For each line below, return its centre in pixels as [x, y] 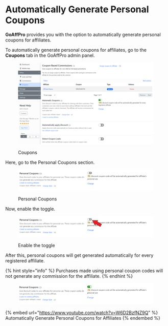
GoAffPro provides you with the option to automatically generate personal [83, 34]
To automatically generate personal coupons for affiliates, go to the [76, 50]
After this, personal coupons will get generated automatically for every [79, 255]
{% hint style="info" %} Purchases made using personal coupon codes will [84, 271]
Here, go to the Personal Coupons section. [50, 162]
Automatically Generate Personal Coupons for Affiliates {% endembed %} [83, 318]
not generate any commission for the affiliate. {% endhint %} [69, 276]
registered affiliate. [25, 260]
